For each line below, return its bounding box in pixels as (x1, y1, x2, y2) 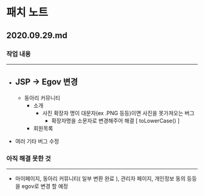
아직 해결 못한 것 (6, 154, 51, 163)
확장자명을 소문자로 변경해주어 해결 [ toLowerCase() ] (51, 117, 180, 124)
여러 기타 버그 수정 (15, 138, 59, 145)
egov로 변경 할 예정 (21, 182, 69, 189)
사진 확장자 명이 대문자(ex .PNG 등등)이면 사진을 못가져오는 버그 (42, 109, 195, 116)
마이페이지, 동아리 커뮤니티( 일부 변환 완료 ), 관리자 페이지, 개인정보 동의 (15, 175, 186, 182)
